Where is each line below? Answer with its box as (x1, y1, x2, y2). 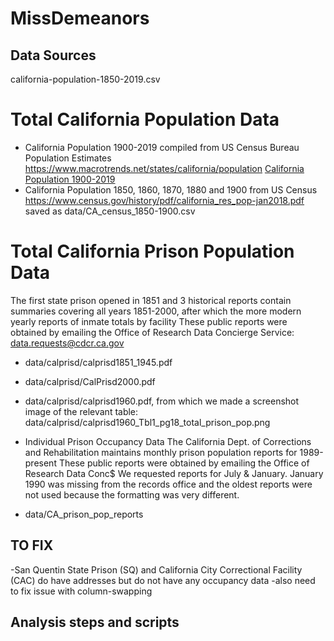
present (24, 457, 57, 469)
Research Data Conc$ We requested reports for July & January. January (24, 467, 324, 479)
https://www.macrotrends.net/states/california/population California (24, 162, 305, 174)
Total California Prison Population (10, 240, 295, 263)
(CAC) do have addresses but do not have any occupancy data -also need (10, 574, 316, 586)
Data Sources (10, 47, 97, 64)
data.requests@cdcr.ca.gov (10, 337, 125, 349)
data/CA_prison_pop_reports (24, 508, 144, 520)
